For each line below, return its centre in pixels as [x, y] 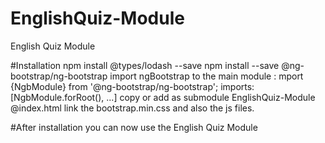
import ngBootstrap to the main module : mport [206, 76]
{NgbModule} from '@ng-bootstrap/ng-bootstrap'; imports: [132, 86]
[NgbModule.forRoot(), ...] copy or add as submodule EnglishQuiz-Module [163, 97]
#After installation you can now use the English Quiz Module [134, 127]
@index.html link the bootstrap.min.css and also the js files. [132, 108]
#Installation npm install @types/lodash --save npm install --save [145, 65]
